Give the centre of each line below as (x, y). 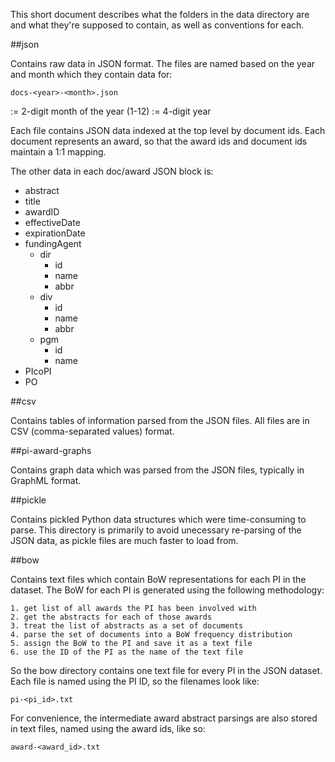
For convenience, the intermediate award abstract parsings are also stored (164, 718)
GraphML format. (46, 480)
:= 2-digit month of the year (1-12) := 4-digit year (111, 111)
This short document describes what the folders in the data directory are (160, 14)
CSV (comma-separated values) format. (92, 431)
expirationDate (55, 233)
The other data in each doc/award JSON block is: (112, 171)
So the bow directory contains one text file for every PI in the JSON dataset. (166, 670)
